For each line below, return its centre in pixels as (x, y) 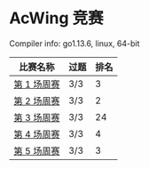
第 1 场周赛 (37, 84)
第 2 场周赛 (37, 101)
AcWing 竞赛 (56, 18)
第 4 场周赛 (37, 134)
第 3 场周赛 (37, 117)
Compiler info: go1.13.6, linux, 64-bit (74, 43)
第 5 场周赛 (37, 150)
